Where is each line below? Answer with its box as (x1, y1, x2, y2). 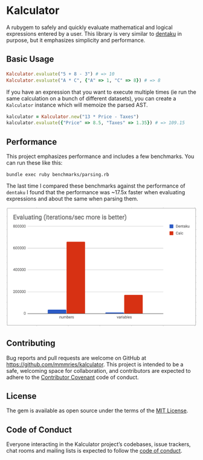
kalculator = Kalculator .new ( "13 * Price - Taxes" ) (6, 113, 139, 120)
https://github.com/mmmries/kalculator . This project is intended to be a (6, 361, 184, 368)
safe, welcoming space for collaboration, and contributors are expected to (6, 367, 192, 374)
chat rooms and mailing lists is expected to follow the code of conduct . (6, 447, 182, 455)
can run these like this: (6, 159, 63, 166)
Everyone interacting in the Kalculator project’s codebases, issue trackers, (6, 441, 192, 448)
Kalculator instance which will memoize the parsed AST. (6, 101, 148, 108)
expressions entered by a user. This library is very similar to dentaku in (6, 30, 182, 37)
